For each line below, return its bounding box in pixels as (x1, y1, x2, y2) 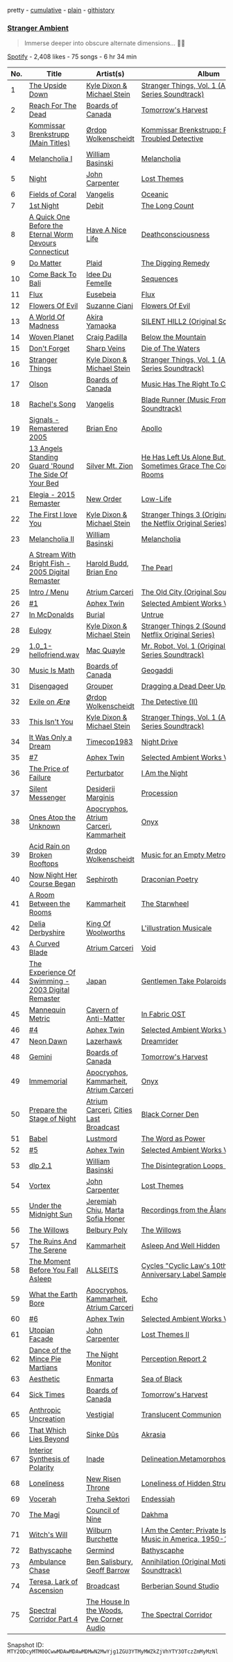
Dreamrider (141, 1037, 179, 1046)
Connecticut (28, 247, 69, 257)
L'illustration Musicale (141, 923, 212, 933)
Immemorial (28, 1076, 68, 1086)
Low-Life (141, 494, 172, 504)
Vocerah (28, 1494, 57, 1504)
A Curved (28, 939, 60, 949)
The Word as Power (141, 1134, 206, 1144)
